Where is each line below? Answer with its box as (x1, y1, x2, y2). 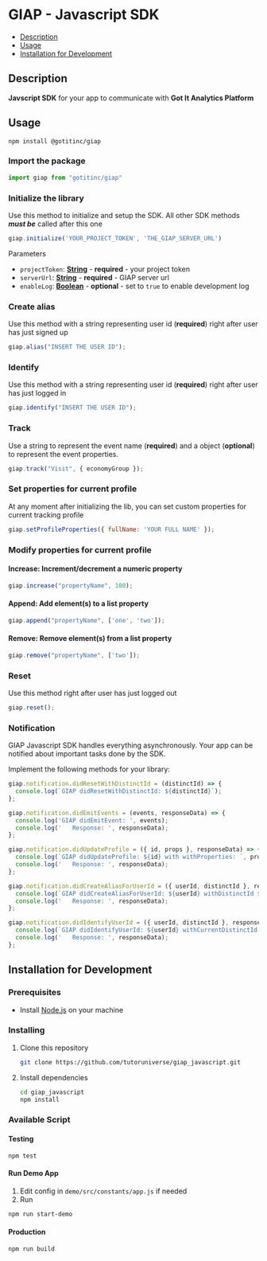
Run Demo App (8, 1169, 60, 1178)
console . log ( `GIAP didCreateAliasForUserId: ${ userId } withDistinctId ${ (15, 889, 265, 897)
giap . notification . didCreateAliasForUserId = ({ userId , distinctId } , (8, 882, 250, 890)
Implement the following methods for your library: (8, 764, 171, 774)
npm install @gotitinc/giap (8, 137, 102, 145)
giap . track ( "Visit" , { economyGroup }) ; (8, 464, 145, 473)
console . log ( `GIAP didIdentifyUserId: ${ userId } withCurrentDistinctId (15, 926, 258, 935)
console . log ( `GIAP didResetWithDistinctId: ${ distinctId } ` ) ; (15, 787, 222, 795)
